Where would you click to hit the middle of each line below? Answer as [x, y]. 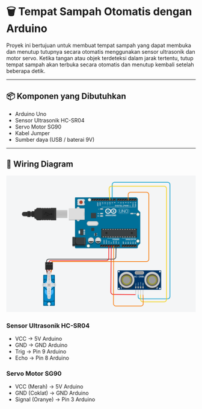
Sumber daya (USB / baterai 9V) [55, 139]
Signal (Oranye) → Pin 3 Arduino [55, 399]
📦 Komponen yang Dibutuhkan [66, 96]
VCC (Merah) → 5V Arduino [49, 387]
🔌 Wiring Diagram [40, 164]
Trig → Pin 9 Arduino [41, 352]
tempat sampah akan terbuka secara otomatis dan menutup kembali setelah [100, 65]
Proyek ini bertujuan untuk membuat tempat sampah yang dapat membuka [99, 45]
